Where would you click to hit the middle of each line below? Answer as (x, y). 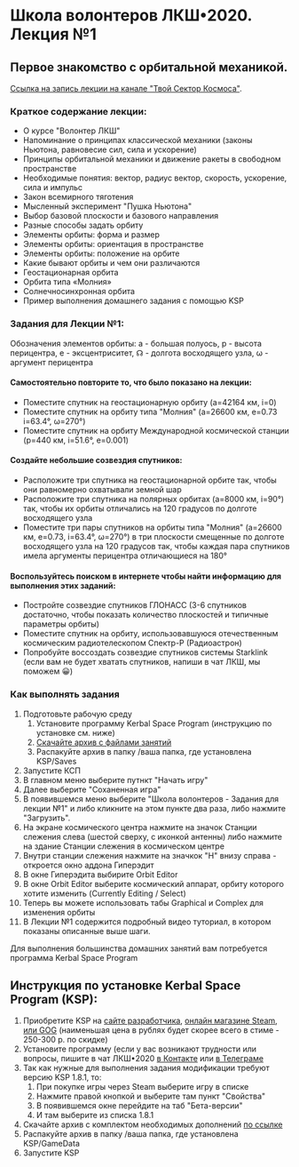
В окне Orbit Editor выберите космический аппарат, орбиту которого (153, 883)
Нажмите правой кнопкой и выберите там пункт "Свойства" (151, 1096)
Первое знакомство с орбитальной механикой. (149, 67)
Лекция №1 (53, 34)
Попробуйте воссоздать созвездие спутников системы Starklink (146, 652)
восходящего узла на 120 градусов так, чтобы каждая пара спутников (156, 546)
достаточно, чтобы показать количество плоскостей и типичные (146, 615)
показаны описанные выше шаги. (87, 931)
